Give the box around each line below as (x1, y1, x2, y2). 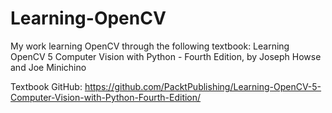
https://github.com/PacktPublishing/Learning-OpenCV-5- (84, 80, 322, 92)
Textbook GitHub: (10, 80, 83, 92)
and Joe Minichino (10, 61, 87, 73)
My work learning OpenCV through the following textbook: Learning (10, 40, 290, 52)
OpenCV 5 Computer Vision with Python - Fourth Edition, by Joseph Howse (10, 50, 322, 62)
